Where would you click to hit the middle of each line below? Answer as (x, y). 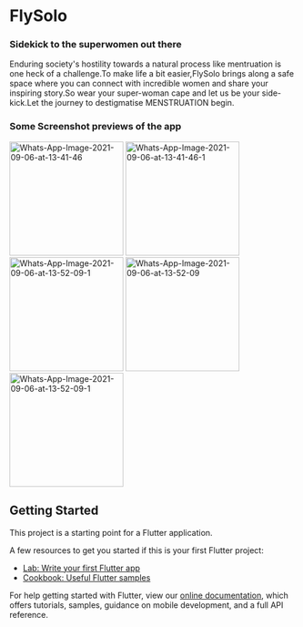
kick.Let (24, 103)
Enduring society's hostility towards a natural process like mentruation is (146, 64)
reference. (29, 614)
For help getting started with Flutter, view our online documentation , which (149, 595)
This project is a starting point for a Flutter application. (111, 532)
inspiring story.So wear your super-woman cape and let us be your (135, 93)
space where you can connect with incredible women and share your (139, 84)
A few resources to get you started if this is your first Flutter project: (136, 550)
